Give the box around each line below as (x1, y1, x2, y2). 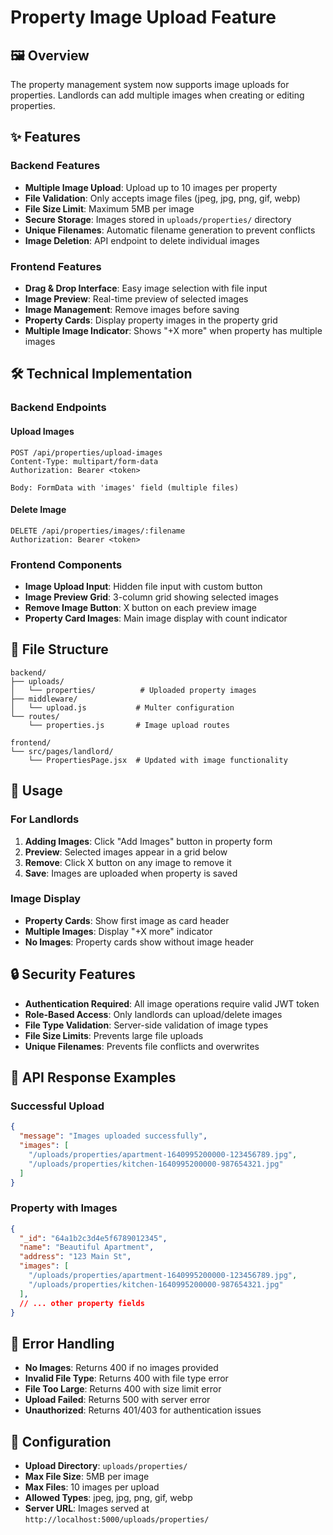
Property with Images (10, 1201, 118, 1215)
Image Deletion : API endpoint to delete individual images (24, 234, 260, 246)
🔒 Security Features (10, 966, 136, 983)
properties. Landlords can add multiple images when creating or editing (10, 89, 305, 101)
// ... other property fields (19, 1298, 145, 1308)
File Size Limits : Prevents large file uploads (24, 1029, 204, 1041)
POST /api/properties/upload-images (10, 447, 163, 458)
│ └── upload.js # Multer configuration (10, 702, 235, 713)
